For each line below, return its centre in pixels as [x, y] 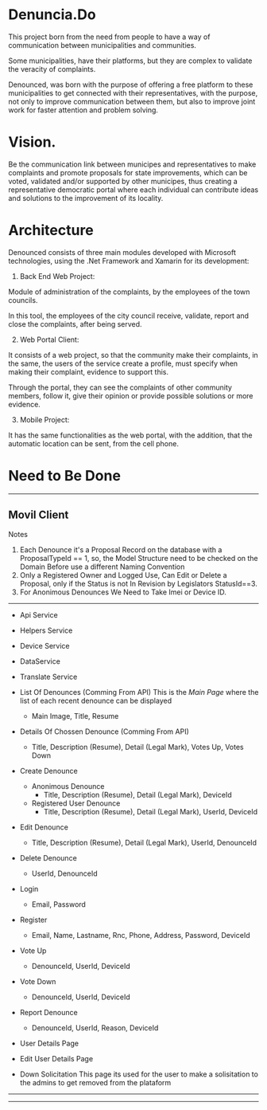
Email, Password [58, 904]
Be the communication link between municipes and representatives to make [132, 164]
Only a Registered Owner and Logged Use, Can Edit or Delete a [124, 575]
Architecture [51, 231]
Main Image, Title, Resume [75, 716]
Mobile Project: [44, 419]
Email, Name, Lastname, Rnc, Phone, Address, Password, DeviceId [141, 935]
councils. [23, 300]
